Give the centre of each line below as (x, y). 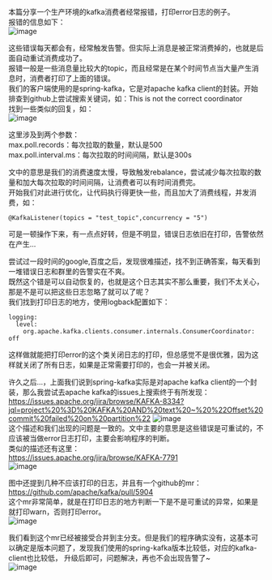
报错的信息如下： (37, 22)
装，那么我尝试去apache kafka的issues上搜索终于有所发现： (109, 392)
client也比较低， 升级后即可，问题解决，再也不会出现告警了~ (109, 558)
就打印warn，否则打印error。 (57, 512)
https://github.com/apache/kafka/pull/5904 (81, 492)
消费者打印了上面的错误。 (72, 78)
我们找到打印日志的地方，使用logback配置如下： (89, 302)
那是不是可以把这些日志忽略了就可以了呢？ (79, 292)
